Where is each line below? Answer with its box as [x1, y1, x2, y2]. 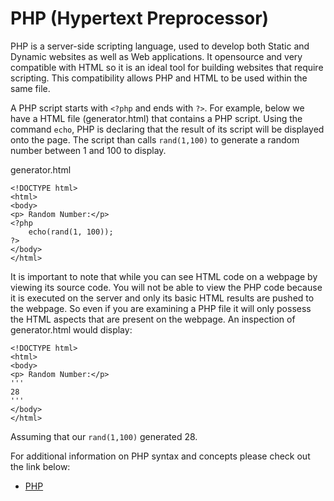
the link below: [10, 460, 71, 472]
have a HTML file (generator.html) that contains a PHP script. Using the [10, 112, 303, 124]
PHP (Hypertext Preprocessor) [10, 7, 270, 30]
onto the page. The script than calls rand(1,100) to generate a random [10, 133, 300, 146]
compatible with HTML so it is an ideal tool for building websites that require [10, 61, 324, 73]
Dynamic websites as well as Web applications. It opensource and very [10, 50, 303, 62]
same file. [10, 82, 51, 94]
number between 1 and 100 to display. [10, 144, 167, 156]
